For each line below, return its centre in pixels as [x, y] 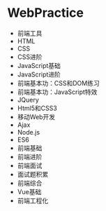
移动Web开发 [36, 116]
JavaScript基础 [39, 65]
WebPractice [45, 13]
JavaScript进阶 [39, 74]
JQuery [28, 100]
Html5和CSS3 [37, 108]
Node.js [29, 132]
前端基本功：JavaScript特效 [57, 92]
